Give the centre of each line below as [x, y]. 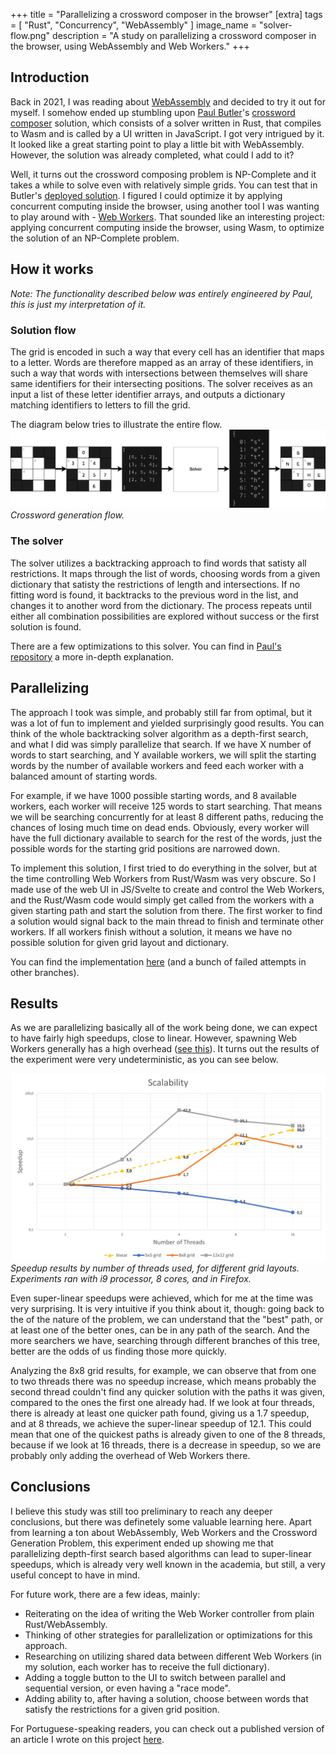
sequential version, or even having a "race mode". [127, 1688]
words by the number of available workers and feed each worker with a [157, 765]
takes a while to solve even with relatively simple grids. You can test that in [164, 185]
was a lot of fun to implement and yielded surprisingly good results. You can [167, 723]
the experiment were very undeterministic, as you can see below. [144, 1060]
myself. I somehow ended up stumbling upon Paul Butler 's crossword [153, 112]
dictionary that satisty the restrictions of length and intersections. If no [155, 584]
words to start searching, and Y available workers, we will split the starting [163, 755]
